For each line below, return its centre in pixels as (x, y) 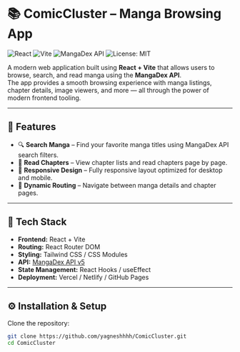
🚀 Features (32, 127)
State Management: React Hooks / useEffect (84, 269)
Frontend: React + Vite (51, 239)
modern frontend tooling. (44, 98)
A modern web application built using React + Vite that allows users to (111, 67)
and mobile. (35, 177)
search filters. (38, 155)
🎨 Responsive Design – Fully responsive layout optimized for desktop (120, 170)
